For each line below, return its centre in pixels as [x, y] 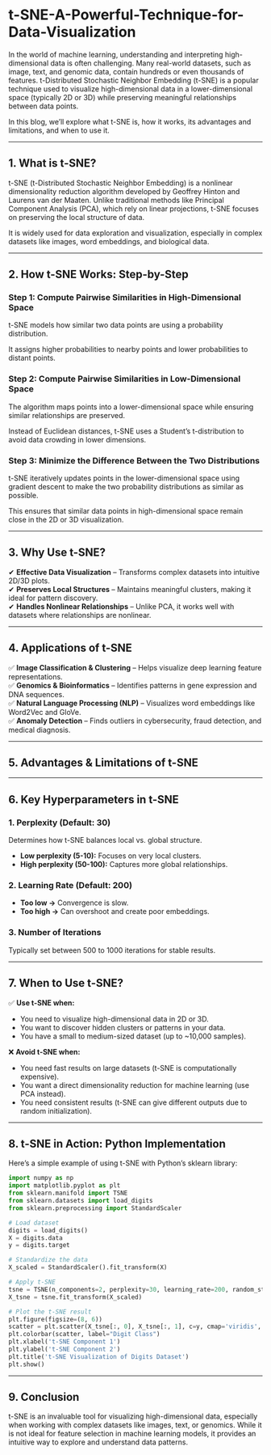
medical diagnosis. [40, 730]
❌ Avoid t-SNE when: [44, 1051]
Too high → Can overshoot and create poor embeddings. [115, 911]
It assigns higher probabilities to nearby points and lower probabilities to [128, 349]
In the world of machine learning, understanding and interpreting [116, 54]
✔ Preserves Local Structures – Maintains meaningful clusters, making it [130, 589]
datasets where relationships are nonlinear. [80, 615]
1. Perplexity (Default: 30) [60, 823]
